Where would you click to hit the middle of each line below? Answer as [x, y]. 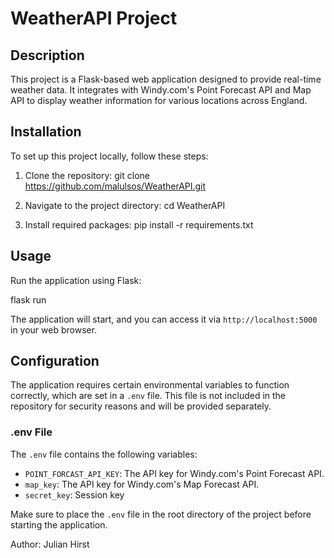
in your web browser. [54, 329]
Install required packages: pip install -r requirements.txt [139, 224]
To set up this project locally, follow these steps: [109, 156]
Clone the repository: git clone [87, 175]
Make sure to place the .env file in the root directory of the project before [161, 514]
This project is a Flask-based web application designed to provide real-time [166, 79]
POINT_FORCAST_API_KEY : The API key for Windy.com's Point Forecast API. [174, 473]
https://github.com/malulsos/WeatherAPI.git [115, 186]
